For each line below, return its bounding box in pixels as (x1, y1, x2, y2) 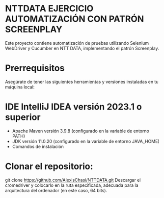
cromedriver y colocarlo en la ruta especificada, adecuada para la (5, 182, 138, 188)
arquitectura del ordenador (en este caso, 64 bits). (5, 187, 107, 193)
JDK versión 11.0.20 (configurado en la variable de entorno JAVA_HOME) (12, 138, 160, 144)
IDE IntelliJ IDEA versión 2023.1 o (5, 101, 142, 113)
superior (5, 112, 41, 123)
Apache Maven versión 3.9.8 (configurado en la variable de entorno (12, 128, 150, 134)
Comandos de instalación (12, 143, 64, 149)
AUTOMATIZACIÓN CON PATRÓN (5, 13, 144, 25)
